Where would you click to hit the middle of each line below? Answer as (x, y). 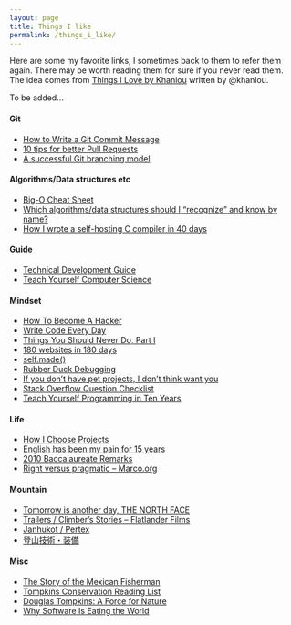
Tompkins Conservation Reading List (92, 591)
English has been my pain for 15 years (94, 449)
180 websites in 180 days (69, 350)
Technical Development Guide (79, 269)
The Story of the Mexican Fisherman (91, 581)
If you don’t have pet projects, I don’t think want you (120, 379)
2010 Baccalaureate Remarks (78, 459)
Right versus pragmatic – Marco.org (90, 469)
